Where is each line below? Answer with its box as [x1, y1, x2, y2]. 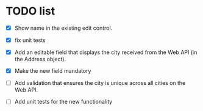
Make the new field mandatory [14, 67, 91, 75]
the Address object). [14, 56, 66, 63]
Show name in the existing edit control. [14, 24, 113, 32]
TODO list [5, 4, 55, 18]
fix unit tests [14, 36, 46, 44]
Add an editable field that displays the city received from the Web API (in [14, 49, 198, 56]
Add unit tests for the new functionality [14, 98, 113, 106]
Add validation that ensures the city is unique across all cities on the [14, 79, 186, 87]
